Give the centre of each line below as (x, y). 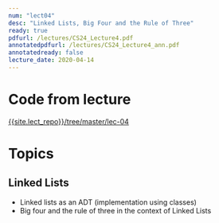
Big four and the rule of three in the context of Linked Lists (115, 210)
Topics (31, 154)
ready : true (28, 30)
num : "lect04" (32, 16)
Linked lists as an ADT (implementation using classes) (108, 202)
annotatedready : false (46, 53)
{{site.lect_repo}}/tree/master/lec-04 (69, 121)
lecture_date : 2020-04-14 (51, 61)
